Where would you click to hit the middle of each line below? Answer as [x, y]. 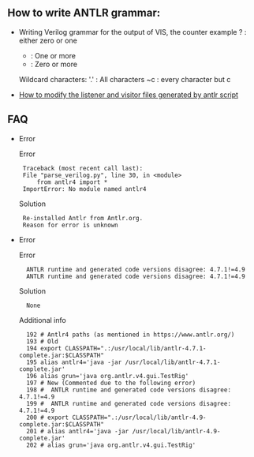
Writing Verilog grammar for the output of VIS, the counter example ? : [133, 32]
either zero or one [48, 40]
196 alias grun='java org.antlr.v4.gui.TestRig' [108, 376]
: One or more [53, 55]
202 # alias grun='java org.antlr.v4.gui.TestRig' [111, 445]
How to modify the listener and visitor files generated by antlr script [128, 95]
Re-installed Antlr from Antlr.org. [83, 218]
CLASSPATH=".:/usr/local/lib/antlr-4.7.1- [136, 348]
